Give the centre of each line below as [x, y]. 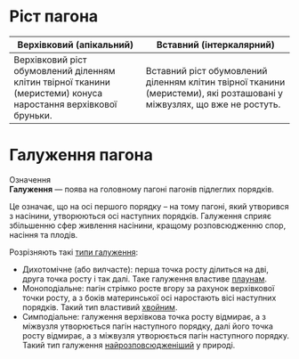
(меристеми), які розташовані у [214, 93]
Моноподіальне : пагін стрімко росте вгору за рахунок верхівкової [148, 288]
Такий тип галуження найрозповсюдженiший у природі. [129, 345]
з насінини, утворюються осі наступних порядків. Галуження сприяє [140, 216]
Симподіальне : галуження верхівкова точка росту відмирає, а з [144, 316]
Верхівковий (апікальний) [76, 45]
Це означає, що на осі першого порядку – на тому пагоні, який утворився [149, 206]
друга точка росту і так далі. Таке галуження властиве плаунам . [144, 279]
